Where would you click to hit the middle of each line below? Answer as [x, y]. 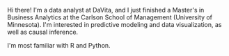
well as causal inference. [43, 32]
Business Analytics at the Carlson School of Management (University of [110, 17]
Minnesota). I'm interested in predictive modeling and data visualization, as [114, 25]
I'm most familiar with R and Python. [59, 45]
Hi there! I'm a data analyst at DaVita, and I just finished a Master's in [106, 10]
